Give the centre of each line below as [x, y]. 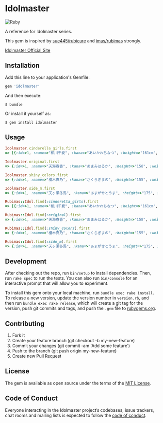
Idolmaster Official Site [28, 50]
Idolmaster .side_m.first [30, 188]
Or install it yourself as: [28, 113]
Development [26, 261]
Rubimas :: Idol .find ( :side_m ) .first [41, 241]
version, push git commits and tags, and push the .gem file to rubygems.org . [81, 308]
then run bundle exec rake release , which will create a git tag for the [74, 303]
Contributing [25, 323]
